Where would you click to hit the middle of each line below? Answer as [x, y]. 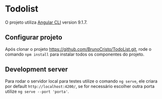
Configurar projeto [34, 37]
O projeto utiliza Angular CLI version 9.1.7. [46, 22]
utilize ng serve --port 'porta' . [37, 91]
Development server [37, 69]
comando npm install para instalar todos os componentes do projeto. [75, 54]
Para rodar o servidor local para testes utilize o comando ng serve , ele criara [81, 81]
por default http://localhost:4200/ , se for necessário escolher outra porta [80, 86]
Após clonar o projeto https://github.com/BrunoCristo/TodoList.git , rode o [78, 49]
